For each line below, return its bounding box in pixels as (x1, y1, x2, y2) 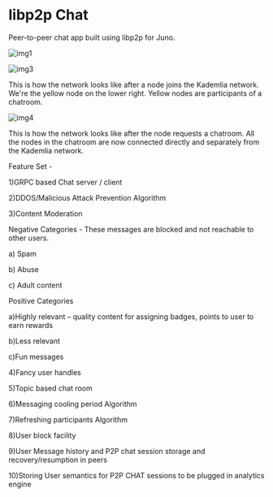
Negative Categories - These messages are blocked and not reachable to (8, 224, 254, 234)
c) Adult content (8, 280, 63, 290)
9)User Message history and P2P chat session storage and (8, 446, 206, 456)
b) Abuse (8, 264, 39, 274)
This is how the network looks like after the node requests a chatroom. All (8, 128, 254, 138)
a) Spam (8, 248, 37, 258)
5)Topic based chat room (8, 383, 93, 393)
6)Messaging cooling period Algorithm (8, 399, 137, 408)
